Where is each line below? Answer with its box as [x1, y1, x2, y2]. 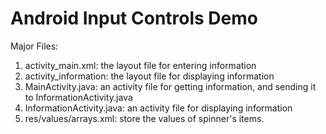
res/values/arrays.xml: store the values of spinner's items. [24, 112, 265, 124]
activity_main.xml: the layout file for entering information [24, 59, 257, 71]
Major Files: [10, 40, 59, 52]
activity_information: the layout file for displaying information [24, 70, 275, 82]
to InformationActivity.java [24, 91, 133, 103]
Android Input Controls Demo [10, 7, 258, 30]
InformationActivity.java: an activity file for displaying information [24, 102, 293, 114]
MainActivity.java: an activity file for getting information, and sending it [24, 80, 317, 92]
